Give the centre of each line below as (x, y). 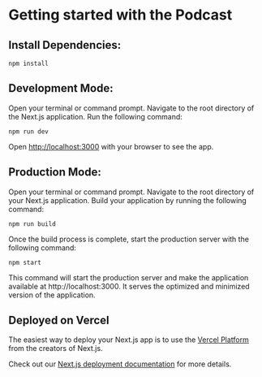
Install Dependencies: (65, 45)
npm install (28, 63)
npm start (25, 262)
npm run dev (28, 132)
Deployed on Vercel (59, 321)
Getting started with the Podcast (120, 15)
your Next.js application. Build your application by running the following (128, 200)
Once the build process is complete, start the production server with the (129, 239)
